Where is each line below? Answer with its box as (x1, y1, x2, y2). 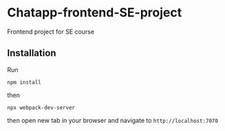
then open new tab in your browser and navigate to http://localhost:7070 (7, 116, 219, 124)
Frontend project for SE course (7, 27, 95, 36)
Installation (7, 47, 56, 59)
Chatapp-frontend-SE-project (7, 5, 182, 21)
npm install (7, 79, 41, 86)
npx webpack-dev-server (7, 104, 76, 111)
